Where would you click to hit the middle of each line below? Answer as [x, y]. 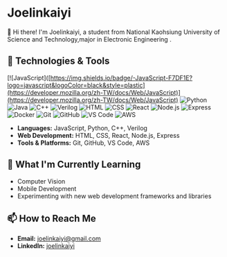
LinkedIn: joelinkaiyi [46, 246]
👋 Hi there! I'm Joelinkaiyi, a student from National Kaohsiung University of [113, 32]
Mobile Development [47, 188]
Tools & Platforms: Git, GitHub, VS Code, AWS [83, 143]
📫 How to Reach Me [52, 219]
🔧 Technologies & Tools [58, 61]
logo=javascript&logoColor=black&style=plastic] [76, 85]
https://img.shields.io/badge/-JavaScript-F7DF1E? [121, 78]
